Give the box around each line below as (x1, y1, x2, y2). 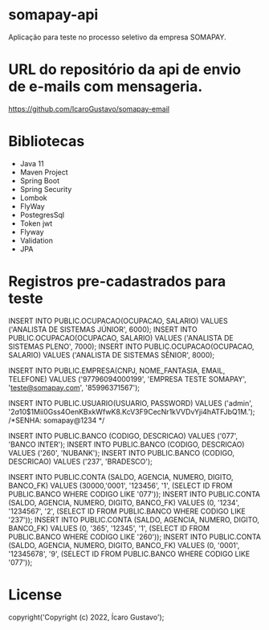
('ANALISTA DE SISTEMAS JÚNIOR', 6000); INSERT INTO (8, 324, 198, 334)
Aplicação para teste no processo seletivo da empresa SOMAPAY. (8, 32, 226, 42)
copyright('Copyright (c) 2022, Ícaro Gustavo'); (8, 612, 165, 622)
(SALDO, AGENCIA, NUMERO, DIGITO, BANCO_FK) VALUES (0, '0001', (8, 540, 240, 550)
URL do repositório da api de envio (8, 60, 242, 79)
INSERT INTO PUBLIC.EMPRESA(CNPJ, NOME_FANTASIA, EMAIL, (8, 366, 226, 375)
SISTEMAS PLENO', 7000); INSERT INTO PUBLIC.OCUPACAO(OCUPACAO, (8, 342, 255, 351)
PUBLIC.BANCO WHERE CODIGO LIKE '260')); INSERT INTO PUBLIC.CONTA (8, 532, 261, 542)
